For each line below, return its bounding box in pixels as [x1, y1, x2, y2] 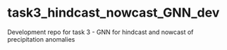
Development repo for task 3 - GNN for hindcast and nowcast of [7, 28, 194, 36]
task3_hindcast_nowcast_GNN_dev [7, 5, 220, 21]
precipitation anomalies [7, 35, 75, 43]
